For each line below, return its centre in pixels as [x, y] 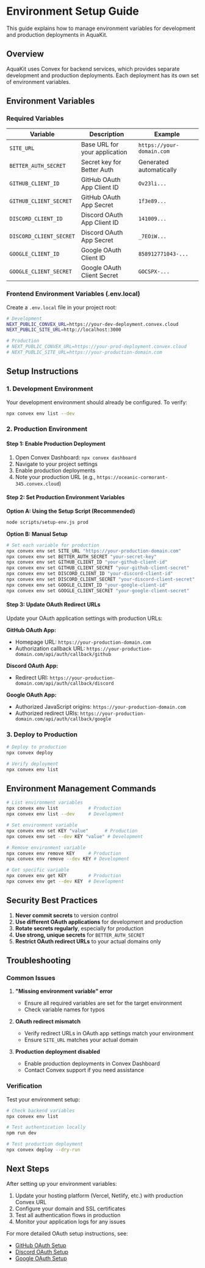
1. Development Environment [50, 389]
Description [107, 134]
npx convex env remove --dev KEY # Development [68, 859]
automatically [157, 170]
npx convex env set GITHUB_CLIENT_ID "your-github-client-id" [87, 562]
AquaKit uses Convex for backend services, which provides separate [93, 69]
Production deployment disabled [58, 1052]
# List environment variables [45, 803]
